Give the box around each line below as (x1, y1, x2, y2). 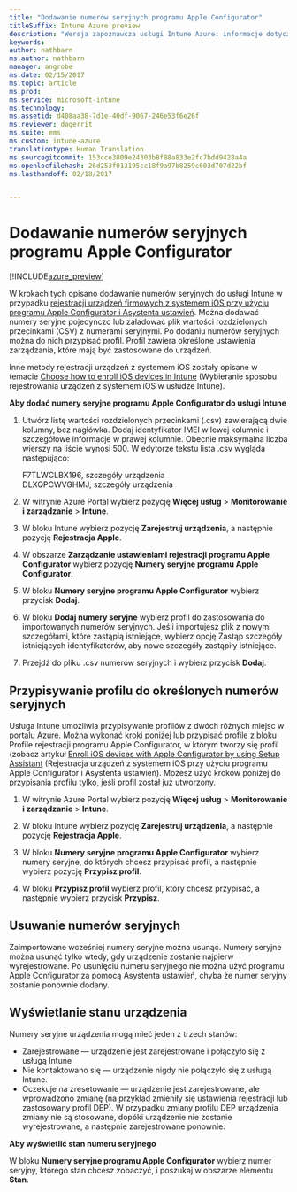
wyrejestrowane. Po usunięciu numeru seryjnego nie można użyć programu (9, 960, 285, 971)
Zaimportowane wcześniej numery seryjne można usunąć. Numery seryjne (9, 941, 282, 952)
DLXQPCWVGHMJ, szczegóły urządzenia (21, 479, 174, 490)
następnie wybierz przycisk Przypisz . (21, 893, 161, 903)
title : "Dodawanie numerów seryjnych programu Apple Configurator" (9, 12, 263, 22)
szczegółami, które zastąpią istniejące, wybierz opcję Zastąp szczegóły (21, 631, 283, 642)
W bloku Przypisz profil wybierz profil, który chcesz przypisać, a (21, 883, 260, 894)
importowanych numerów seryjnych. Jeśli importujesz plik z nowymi (21, 622, 271, 632)
